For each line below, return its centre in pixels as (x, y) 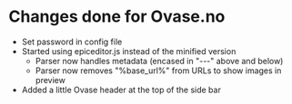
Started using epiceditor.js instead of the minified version (129, 51)
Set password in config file (72, 42)
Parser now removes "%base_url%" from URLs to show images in (158, 71)
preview (50, 80)
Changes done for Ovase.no (117, 17)
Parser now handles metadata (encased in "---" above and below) (159, 61)
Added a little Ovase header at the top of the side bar (121, 90)
